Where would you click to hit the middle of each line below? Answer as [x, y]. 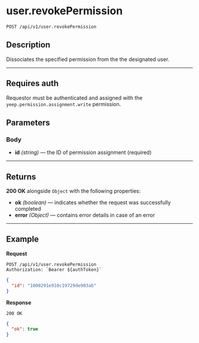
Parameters [28, 123]
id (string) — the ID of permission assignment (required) [83, 153]
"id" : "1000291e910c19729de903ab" [54, 285]
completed [28, 209]
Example [23, 239]
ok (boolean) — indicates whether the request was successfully [93, 202]
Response [19, 302]
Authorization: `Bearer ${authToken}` [54, 269]
